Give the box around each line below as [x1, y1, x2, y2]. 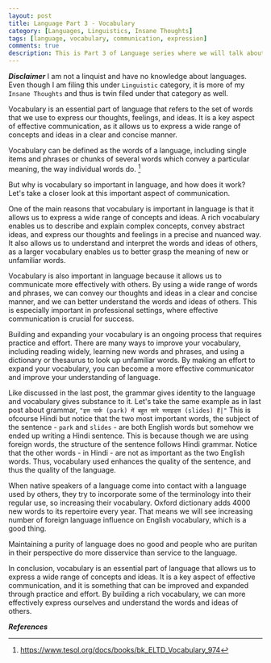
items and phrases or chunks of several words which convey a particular [8, 154, 250, 164]
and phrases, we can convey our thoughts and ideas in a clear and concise [8, 288, 258, 298]
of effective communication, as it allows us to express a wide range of [8, 122, 241, 131]
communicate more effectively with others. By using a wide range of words [8, 279, 258, 289]
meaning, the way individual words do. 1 [8, 163, 141, 173]
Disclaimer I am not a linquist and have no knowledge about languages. [8, 72, 248, 81]
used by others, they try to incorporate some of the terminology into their [8, 489, 252, 498]
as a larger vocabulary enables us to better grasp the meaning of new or [8, 247, 249, 256]
